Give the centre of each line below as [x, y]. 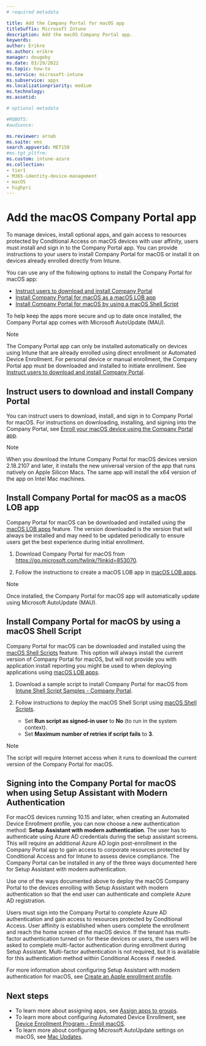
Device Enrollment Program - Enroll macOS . [70, 1024]
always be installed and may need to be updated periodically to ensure [96, 535]
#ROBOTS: [17, 119]
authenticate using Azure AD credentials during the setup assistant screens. [102, 837]
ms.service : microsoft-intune [45, 74]
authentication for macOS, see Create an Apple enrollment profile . [90, 977]
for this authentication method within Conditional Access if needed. [91, 958]
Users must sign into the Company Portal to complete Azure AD [87, 913]
